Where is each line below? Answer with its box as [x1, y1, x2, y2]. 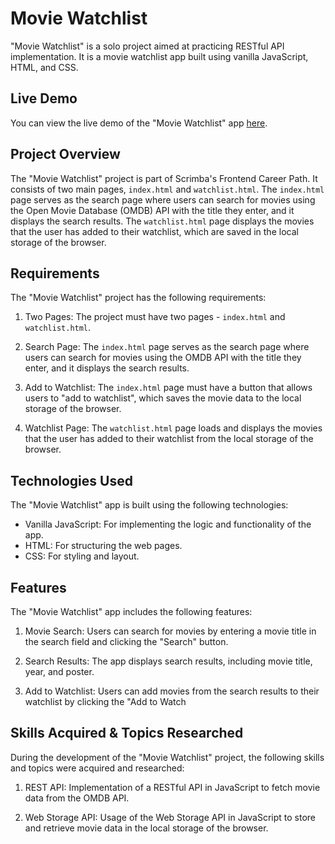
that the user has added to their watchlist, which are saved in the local [10, 225, 299, 237]
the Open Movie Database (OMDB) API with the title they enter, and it [10, 204, 295, 216]
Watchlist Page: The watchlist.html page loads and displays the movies [24, 422, 323, 434]
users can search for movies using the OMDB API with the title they [24, 352, 302, 364]
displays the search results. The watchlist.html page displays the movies [10, 215, 315, 227]
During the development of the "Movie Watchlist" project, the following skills [10, 751, 325, 763]
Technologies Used [10, 472, 133, 489]
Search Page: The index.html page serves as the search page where [24, 341, 310, 353]
